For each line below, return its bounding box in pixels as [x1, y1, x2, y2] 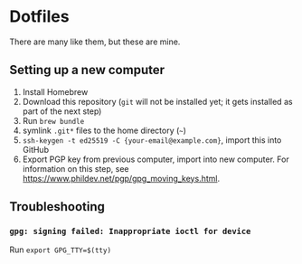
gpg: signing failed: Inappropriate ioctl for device [9, 226, 251, 237]
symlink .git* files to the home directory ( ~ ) [22, 125, 187, 136]
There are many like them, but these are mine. [9, 36, 181, 47]
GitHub [22, 144, 50, 155]
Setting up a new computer [9, 62, 165, 78]
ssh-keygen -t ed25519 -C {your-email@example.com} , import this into [22, 134, 282, 146]
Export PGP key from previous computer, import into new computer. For [22, 154, 289, 165]
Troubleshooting [9, 199, 106, 214]
